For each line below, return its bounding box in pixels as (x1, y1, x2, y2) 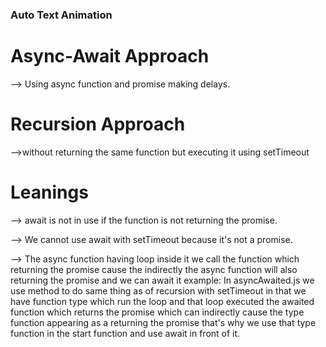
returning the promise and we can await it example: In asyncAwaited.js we (10, 274, 315, 286)
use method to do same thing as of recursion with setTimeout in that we (10, 284, 307, 297)
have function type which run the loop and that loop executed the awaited (10, 295, 315, 307)
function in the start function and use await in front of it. (10, 327, 241, 339)
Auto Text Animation (10, 8, 113, 22)
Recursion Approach (10, 113, 186, 136)
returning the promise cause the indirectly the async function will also (10, 263, 298, 275)
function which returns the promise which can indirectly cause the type (10, 306, 305, 318)
